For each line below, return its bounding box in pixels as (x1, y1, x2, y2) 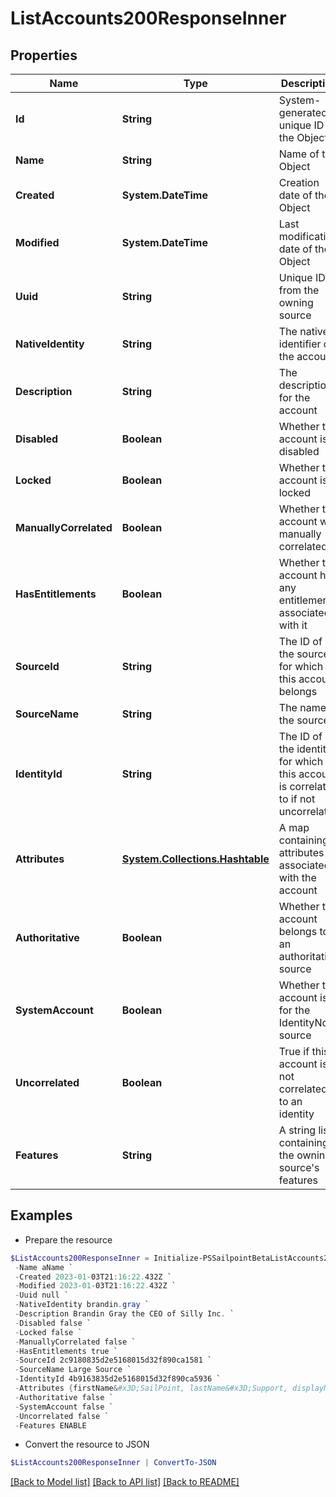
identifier (278, 337, 322, 351)
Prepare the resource (24, 1233, 113, 1246)
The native (278, 325, 329, 338)
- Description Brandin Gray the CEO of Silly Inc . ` (14, 1309, 235, 1319)
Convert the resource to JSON (24, 1438, 150, 1451)
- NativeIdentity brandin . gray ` (14, 1300, 150, 1310)
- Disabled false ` (14, 1318, 92, 1328)
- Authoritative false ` (14, 1392, 114, 1402)
